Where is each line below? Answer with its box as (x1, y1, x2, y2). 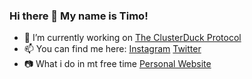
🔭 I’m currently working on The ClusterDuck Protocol (23, 32, 242, 44)
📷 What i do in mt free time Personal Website (23, 58, 212, 70)
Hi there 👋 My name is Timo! (9, 9, 149, 23)
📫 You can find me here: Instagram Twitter (23, 43, 202, 55)
